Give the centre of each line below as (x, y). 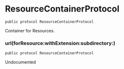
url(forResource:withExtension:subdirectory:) (60, 43)
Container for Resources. (30, 30)
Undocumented (21, 62)
